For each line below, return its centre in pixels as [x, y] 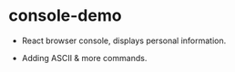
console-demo [65, 16]
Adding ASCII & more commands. [84, 58]
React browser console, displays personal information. [124, 40]
